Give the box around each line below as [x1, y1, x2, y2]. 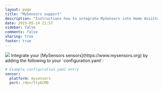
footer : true [5, 39, 32, 44]
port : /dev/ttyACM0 [9, 80, 49, 85]
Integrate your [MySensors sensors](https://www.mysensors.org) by [11, 52, 148, 58]
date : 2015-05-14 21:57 [5, 20, 53, 26]
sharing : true [5, 34, 34, 39]
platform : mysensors [9, 76, 51, 81]
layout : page [5, 7, 32, 12]
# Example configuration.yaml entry [5, 67, 79, 72]
